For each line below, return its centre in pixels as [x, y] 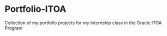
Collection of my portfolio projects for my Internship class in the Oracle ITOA [83, 23]
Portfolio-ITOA [35, 9]
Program [14, 28]
